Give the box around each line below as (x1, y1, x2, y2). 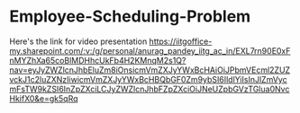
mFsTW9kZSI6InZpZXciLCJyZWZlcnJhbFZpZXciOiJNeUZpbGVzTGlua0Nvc (9, 83, 290, 94)
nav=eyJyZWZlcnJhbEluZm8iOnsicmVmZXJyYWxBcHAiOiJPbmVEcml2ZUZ (9, 65, 291, 75)
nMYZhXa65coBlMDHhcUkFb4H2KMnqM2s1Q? (9, 55, 186, 65)
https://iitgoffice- (149, 36, 213, 47)
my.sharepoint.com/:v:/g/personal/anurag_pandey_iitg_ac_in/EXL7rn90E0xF (9, 45, 291, 56)
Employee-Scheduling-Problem (9, 6, 251, 27)
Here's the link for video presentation (9, 36, 148, 47)
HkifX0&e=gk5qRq (9, 92, 78, 104)
